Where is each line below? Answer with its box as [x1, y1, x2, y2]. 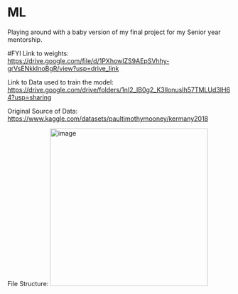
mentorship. [7, 35, 43, 43]
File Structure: [7, 279, 49, 288]
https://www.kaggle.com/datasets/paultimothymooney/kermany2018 [7, 114, 209, 123]
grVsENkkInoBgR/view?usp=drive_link [7, 64, 119, 72]
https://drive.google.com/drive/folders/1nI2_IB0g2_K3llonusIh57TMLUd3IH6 [7, 85, 231, 94]
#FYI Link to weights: [7, 49, 69, 58]
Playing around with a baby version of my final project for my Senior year [7, 28, 222, 36]
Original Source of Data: [7, 107, 78, 115]
